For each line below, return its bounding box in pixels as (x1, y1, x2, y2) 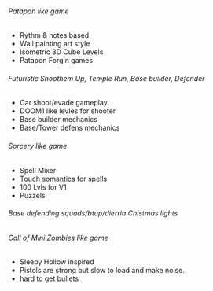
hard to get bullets (19, 274, 79, 283)
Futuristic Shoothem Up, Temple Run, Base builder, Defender (8, 73, 206, 83)
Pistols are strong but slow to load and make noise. (19, 266, 185, 275)
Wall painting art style (19, 39, 90, 49)
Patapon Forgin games (19, 56, 93, 65)
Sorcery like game (8, 142, 68, 150)
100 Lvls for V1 (19, 182, 67, 192)
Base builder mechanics (19, 115, 98, 124)
